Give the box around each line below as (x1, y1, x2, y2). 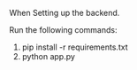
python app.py (21, 51, 75, 61)
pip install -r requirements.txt (21, 42, 128, 52)
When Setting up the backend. (9, 8, 120, 18)
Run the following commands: (9, 25, 118, 35)
